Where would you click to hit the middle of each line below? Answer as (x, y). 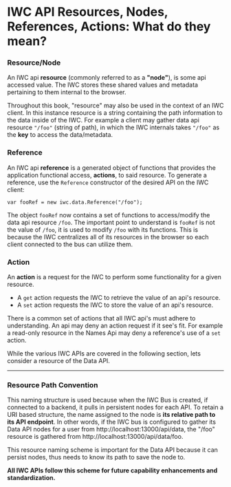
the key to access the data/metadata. (60, 135)
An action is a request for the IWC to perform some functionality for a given (114, 277)
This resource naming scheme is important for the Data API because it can (113, 450)
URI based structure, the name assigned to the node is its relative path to (111, 415)
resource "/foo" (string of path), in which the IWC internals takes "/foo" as (113, 127)
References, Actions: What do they (109, 26)
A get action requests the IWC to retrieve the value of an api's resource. (119, 298)
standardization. (31, 478)
